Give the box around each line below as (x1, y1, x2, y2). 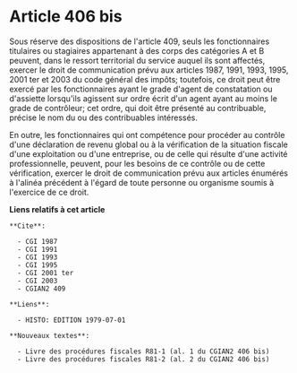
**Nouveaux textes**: (9, 331, 90, 340)
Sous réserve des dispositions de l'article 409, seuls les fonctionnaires (9, 36, 270, 47)
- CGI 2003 (17, 276, 58, 285)
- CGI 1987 (17, 237, 58, 246)
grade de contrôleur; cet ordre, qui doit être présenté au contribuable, (9, 102, 267, 113)
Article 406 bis (9, 6, 123, 27)
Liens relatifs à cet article (9, 204, 106, 214)
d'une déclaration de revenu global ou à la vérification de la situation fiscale (9, 139, 288, 150)
